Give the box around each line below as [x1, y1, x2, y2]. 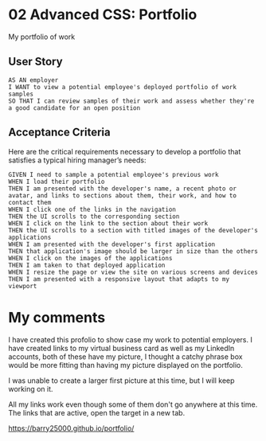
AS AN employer [8, 76, 59, 84]
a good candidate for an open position [8, 103, 141, 112]
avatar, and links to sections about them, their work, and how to [8, 191, 237, 200]
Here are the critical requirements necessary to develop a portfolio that [8, 146, 241, 156]
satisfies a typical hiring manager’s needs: [8, 155, 147, 165]
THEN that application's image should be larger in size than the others [8, 247, 259, 256]
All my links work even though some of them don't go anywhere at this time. [8, 400, 258, 409]
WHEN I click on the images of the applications [8, 254, 173, 262]
